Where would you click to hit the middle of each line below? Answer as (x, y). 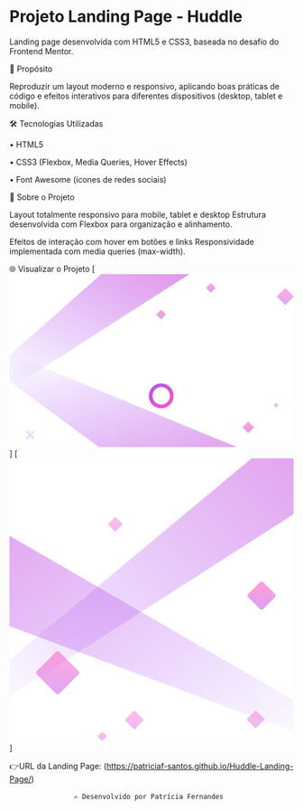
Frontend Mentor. (41, 51)
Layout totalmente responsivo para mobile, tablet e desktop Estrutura (138, 214)
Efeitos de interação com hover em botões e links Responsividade (132, 241)
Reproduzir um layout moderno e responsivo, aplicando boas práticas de (145, 86)
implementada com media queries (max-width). (98, 251)
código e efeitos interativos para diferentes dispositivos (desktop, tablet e (146, 96)
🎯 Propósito (31, 69)
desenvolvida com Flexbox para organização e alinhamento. (121, 224)
